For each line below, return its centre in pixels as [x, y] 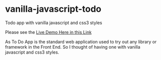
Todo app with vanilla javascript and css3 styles [54, 23]
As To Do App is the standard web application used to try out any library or [81, 42]
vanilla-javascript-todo [53, 9]
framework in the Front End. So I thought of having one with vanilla [73, 47]
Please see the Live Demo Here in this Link [48, 32]
